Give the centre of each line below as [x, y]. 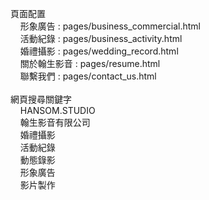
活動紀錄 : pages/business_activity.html [101, 38]
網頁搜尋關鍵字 [41, 99]
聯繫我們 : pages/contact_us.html [88, 76]
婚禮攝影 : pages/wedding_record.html [99, 51]
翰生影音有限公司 [55, 122]
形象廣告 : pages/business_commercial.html [110, 26]
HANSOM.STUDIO [57, 110]
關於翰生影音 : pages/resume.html [90, 63]
